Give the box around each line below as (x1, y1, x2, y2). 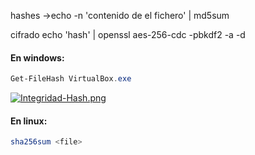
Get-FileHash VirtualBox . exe (10, 74, 132, 84)
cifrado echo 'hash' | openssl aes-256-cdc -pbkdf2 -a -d (10, 29, 246, 40)
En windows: (10, 51, 65, 64)
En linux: (10, 115, 48, 127)
